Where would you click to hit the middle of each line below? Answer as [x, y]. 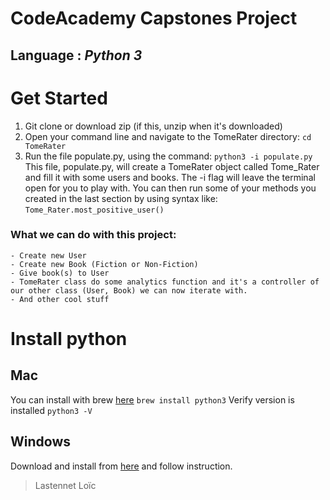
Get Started [59, 98]
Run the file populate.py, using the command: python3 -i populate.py [168, 156]
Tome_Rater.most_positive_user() [94, 210]
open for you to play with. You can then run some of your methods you [170, 188]
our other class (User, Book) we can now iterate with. [129, 290]
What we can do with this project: [93, 235]
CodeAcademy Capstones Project [154, 18]
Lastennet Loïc [65, 485]
